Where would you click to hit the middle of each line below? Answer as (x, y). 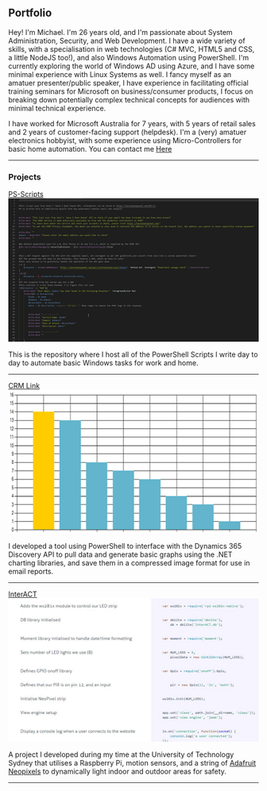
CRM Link (24, 386)
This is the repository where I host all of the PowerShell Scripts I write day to (133, 355)
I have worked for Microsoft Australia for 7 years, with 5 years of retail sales (132, 123)
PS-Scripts (26, 195)
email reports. (31, 572)
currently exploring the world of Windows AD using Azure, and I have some (132, 66)
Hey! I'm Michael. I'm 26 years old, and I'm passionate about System (120, 32)
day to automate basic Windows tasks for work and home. (103, 363)
